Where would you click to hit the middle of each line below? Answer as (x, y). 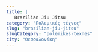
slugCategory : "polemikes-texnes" (50, 34)
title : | (17, 12)
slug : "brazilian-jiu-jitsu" (43, 28)
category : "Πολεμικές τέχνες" (44, 23)
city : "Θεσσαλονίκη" (32, 39)
